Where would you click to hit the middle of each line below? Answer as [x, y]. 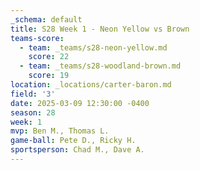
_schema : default [46, 19]
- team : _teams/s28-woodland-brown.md [100, 66]
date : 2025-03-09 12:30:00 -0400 [80, 103]
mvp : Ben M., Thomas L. [60, 131]
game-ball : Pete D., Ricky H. [73, 141]
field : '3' [33, 94]
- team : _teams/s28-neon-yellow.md [93, 47]
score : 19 [49, 76]
